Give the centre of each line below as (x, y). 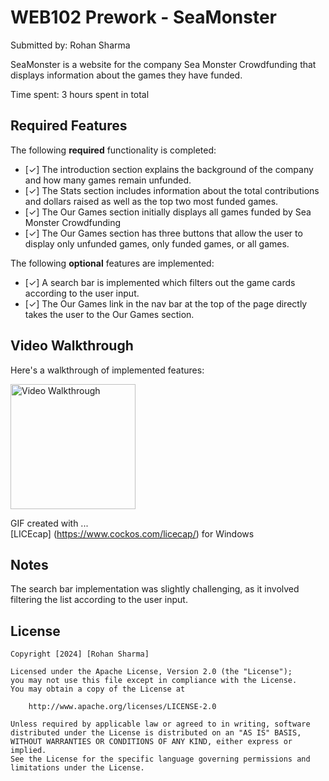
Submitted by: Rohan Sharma (70, 45)
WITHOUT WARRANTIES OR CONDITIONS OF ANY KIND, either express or (151, 742)
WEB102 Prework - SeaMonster (143, 17)
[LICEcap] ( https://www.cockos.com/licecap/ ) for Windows (132, 533)
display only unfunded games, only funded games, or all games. (157, 243)
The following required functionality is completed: (113, 150)
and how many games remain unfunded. (108, 180)
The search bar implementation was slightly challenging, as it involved (155, 589)
